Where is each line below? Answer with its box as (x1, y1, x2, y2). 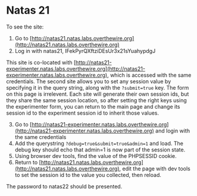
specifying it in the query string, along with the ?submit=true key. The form (6, 84, 189, 91)
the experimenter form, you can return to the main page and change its (6, 103, 180, 110)
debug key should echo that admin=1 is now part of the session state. (14, 146, 186, 153)
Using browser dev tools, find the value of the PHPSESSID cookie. (14, 152, 177, 159)
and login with (155, 127, 190, 134)
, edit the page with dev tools (119, 165, 190, 172)
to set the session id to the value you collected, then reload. (14, 171, 162, 178)
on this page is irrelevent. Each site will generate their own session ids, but (6, 90, 189, 97)
